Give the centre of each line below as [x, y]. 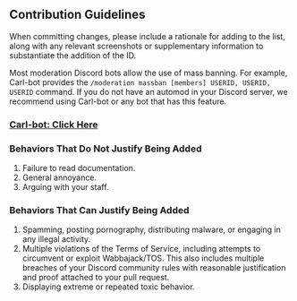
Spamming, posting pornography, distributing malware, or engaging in [152, 230]
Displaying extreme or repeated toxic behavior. [108, 287]
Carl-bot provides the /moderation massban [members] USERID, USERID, [140, 82]
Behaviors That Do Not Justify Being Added [106, 149]
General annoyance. [59, 177]
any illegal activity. [56, 239]
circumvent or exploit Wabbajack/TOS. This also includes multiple [143, 258]
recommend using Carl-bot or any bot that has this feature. [118, 101]
